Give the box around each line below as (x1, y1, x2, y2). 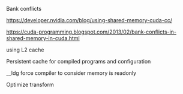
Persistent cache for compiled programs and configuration (6, 58, 151, 65)
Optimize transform (6, 81, 54, 88)
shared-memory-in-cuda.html (6, 35, 80, 41)
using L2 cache (6, 46, 44, 53)
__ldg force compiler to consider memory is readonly (6, 69, 137, 77)
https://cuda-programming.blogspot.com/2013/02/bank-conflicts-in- (6, 28, 177, 35)
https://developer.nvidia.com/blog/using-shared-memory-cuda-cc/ (6, 17, 173, 23)
